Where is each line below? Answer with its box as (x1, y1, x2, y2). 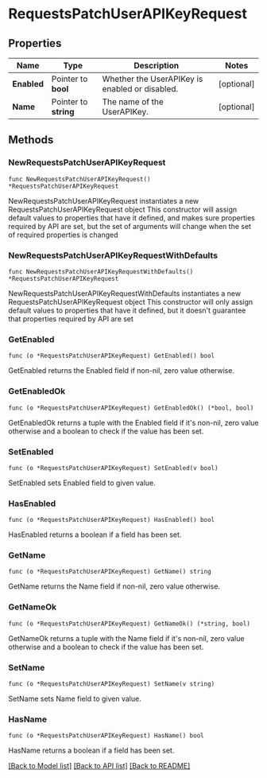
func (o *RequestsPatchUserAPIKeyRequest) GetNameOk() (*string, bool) (8, 620, 250, 628)
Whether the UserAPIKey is (102, 73, 203, 84)
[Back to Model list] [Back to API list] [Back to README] (8, 761, 191, 771)
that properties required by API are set (8, 313, 133, 323)
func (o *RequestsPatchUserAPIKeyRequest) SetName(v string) (8, 680, 215, 688)
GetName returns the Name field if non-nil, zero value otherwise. (8, 582, 221, 591)
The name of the (102, 96, 164, 107)
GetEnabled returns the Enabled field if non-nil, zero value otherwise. (8, 366, 234, 375)
